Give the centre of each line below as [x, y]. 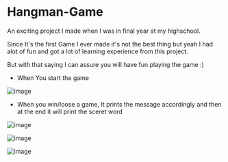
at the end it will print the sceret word [70, 111]
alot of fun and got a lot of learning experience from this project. [98, 51]
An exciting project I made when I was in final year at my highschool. [104, 31]
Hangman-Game [55, 12]
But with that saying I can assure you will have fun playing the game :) [105, 64]
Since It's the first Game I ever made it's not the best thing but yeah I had [110, 44]
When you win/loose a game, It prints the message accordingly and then [119, 104]
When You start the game [53, 78]
